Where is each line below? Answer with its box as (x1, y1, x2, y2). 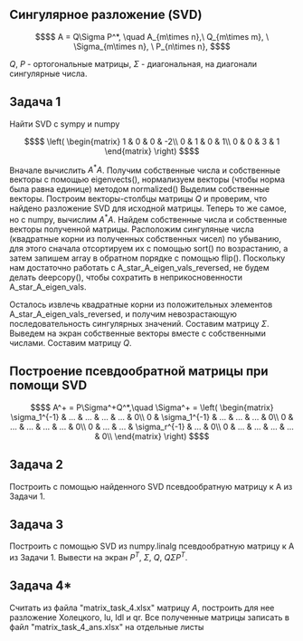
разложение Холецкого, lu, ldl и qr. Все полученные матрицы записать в (9, 611, 289, 623)
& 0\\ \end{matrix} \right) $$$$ (94, 430, 210, 442)
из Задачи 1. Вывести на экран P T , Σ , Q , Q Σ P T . (9, 550, 188, 563)
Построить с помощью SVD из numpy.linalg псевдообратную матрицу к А (9, 541, 295, 551)
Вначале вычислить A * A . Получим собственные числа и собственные (9, 163, 280, 176)
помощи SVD (9, 378, 88, 393)
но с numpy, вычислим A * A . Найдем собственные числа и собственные (9, 213, 288, 225)
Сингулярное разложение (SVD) (9, 7, 203, 23)
